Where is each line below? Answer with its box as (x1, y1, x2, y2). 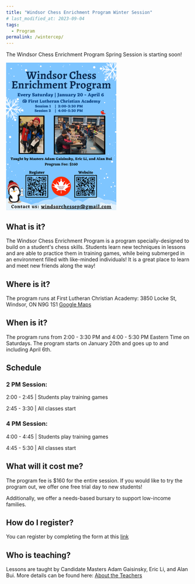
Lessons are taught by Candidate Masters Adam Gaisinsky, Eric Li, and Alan (6, 566, 189, 573)
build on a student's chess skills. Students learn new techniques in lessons (6, 244, 186, 251)
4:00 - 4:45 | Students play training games (6, 433, 109, 440)
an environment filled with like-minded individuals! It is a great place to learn (6, 256, 190, 263)
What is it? (6, 221, 46, 231)
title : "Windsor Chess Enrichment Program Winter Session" (6, 9, 153, 15)
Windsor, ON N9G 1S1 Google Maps (6, 300, 92, 308)
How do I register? (6, 517, 74, 527)
